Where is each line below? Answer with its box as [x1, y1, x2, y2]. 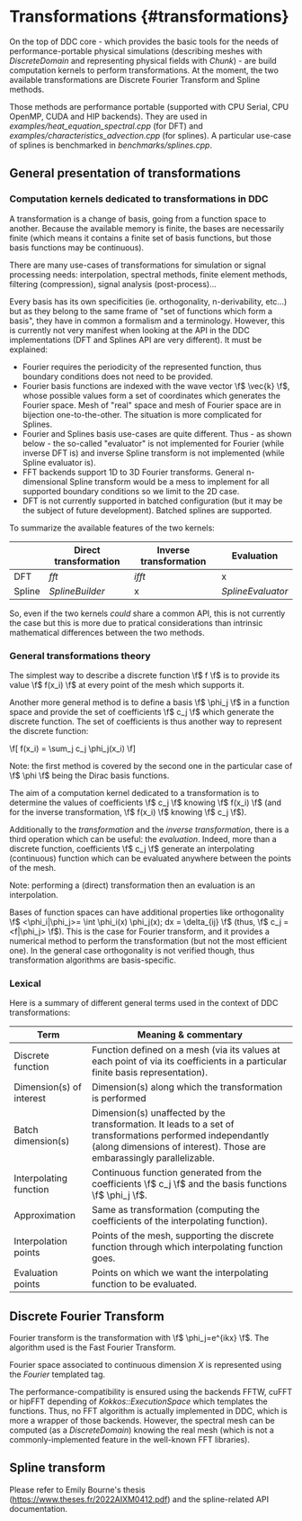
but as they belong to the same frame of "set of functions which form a [9, 305, 272, 316]
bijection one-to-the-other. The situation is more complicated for [22, 409, 262, 420]
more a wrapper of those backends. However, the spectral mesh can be [9, 1416, 276, 1426]
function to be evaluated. [91, 1278, 198, 1290]
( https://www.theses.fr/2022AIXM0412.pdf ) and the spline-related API [9, 1493, 270, 1505]
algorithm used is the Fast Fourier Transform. [9, 1342, 177, 1353]
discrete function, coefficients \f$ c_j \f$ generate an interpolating [9, 843, 254, 854]
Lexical [9, 977, 42, 990]
